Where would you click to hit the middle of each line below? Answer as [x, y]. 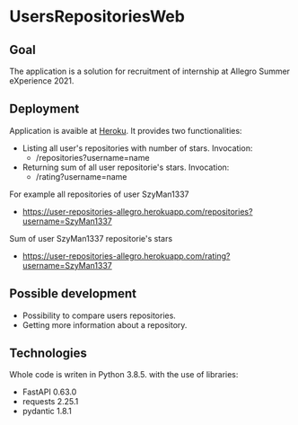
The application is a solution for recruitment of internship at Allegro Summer [149, 71]
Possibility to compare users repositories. [99, 315]
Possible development [73, 294]
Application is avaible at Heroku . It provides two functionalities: [126, 130]
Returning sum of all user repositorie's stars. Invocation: [126, 167]
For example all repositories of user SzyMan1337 [99, 194]
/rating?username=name [81, 176]
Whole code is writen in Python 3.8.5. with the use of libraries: [124, 375]
